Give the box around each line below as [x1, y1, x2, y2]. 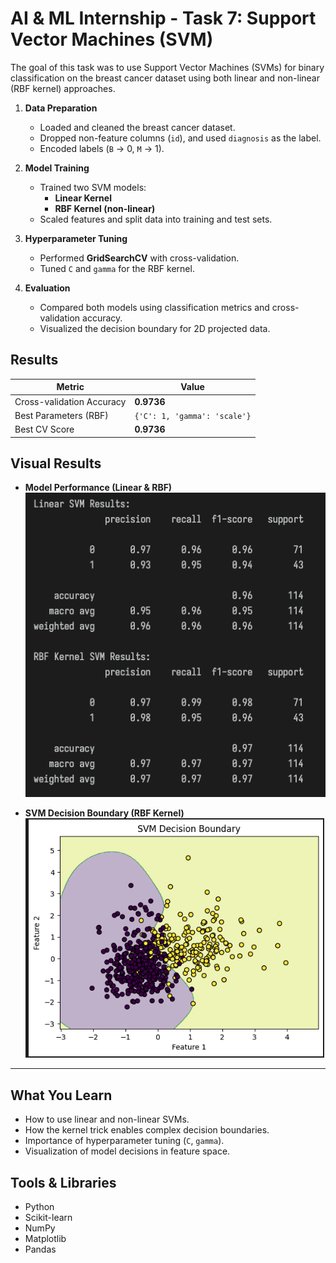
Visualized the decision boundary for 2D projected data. [39, 322, 271, 334]
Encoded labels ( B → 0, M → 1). [39, 142, 165, 154]
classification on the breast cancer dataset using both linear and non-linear [10, 72, 320, 84]
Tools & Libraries [10, 1174, 117, 1191]
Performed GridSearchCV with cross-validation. [39, 252, 240, 264]
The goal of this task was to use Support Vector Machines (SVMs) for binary [10, 61, 325, 73]
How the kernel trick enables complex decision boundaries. [24, 1124, 270, 1136]
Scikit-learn [24, 1211, 73, 1223]
